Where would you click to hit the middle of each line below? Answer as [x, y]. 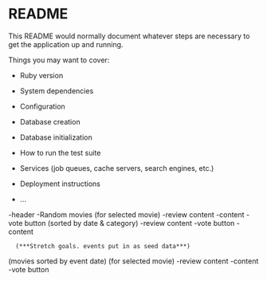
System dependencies [57, 91]
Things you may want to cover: [59, 60]
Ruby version [41, 75]
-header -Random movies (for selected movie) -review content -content [126, 214]
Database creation [50, 121]
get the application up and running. [66, 44]
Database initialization [56, 137]
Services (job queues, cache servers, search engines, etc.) [117, 168]
